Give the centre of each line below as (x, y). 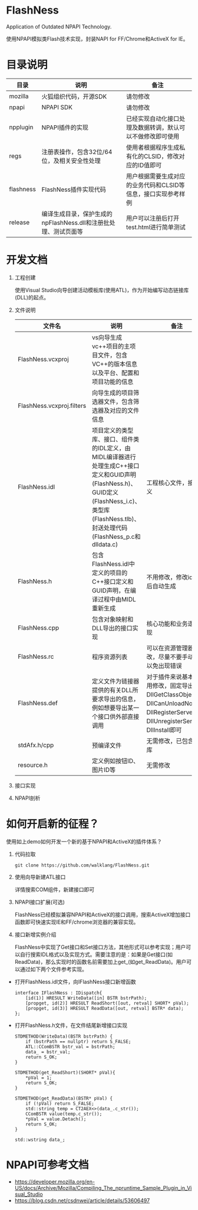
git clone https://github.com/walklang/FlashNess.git (82, 865)
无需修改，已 (164, 741)
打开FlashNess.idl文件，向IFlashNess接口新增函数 (75, 982)
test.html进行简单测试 (156, 227)
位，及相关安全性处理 (71, 161)
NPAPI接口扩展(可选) (39, 902)
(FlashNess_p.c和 (116, 537)
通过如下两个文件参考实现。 (53, 969)
